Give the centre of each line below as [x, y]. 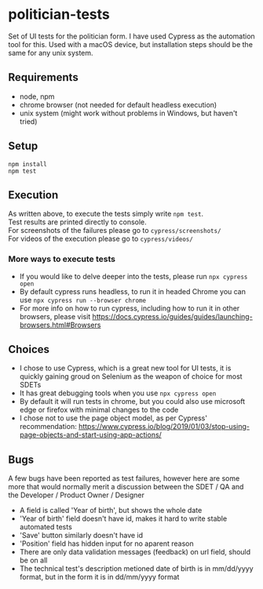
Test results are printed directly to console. [77, 222]
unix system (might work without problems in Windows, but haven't [128, 113]
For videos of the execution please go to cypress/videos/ [101, 239]
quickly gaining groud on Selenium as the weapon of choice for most [131, 376]
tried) [28, 121]
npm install [27, 164]
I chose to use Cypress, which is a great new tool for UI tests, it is [125, 368]
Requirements [43, 77]
